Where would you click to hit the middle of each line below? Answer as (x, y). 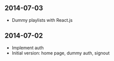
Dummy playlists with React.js (42, 20)
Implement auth (28, 48)
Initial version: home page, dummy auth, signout (60, 53)
